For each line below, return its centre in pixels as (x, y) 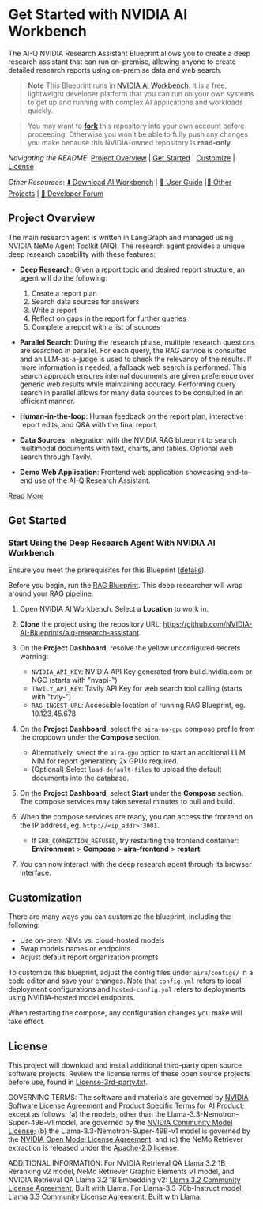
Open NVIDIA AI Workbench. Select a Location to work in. (114, 609)
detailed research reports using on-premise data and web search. (115, 70)
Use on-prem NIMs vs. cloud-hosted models (92, 940)
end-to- (239, 472)
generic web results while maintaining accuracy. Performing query (128, 384)
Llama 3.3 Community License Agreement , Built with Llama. (105, 1197)
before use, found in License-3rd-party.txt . (78, 1082)
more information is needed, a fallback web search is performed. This (133, 367)
